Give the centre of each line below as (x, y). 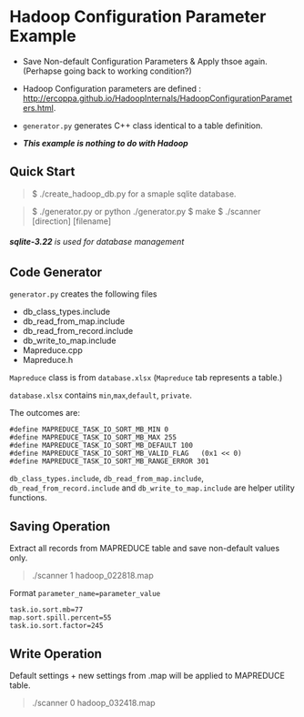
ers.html (38, 107)
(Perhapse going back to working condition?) (107, 71)
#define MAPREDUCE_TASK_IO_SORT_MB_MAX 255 (93, 438)
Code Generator (56, 272)
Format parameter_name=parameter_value (85, 593)
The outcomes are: (45, 413)
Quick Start (42, 172)
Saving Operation (60, 526)
